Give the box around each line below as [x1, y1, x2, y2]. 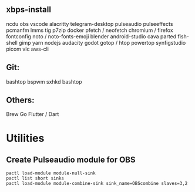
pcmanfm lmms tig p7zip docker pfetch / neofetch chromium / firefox [6, 27, 173, 34]
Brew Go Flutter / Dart [6, 111, 59, 118]
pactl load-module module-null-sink [6, 170, 96, 176]
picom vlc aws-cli [6, 45, 49, 52]
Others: [6, 95, 35, 105]
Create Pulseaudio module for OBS [6, 155, 136, 165]
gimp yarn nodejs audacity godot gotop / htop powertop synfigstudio [18, 39, 186, 46]
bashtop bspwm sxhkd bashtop [6, 78, 82, 85]
